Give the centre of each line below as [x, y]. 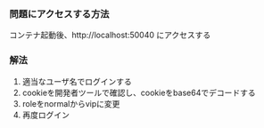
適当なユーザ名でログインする [77, 81]
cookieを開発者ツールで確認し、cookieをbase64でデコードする [139, 92]
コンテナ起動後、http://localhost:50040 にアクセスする [110, 35]
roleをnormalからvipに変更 [71, 103]
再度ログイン [45, 115]
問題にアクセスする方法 [59, 13]
